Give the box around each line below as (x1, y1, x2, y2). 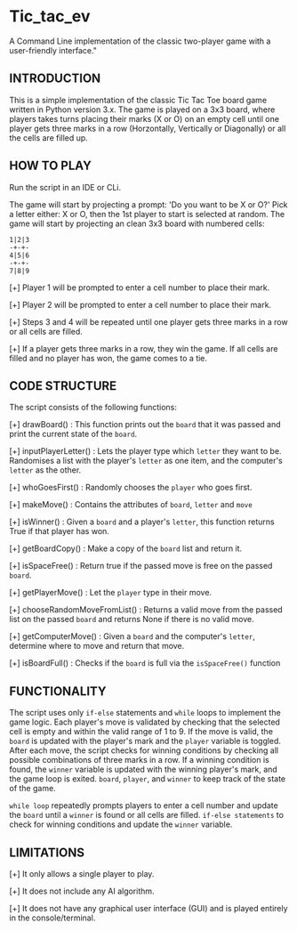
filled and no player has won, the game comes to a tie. (9, 352, 207, 363)
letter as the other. (9, 465, 82, 475)
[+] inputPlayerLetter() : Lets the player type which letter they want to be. (9, 446, 282, 457)
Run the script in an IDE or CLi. (9, 182, 122, 192)
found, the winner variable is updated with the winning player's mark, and (9, 764, 277, 775)
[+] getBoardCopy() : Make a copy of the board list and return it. (9, 543, 243, 554)
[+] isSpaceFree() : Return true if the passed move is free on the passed (9, 561, 273, 571)
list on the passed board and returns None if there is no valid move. (9, 614, 255, 625)
